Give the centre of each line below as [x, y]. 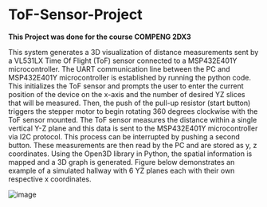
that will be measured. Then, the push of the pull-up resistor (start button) [130, 103]
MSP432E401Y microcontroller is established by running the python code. [130, 77]
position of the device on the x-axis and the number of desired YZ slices [127, 94]
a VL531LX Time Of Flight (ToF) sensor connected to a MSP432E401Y [123, 61]
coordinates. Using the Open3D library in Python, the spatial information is [130, 154]
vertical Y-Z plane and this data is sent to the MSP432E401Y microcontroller [133, 128]
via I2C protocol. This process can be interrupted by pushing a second [124, 136]
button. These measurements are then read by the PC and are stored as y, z [133, 145]
